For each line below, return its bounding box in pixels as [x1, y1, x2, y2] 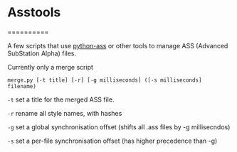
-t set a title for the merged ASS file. [7, 95, 115, 104]
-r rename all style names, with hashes [7, 109, 122, 117]
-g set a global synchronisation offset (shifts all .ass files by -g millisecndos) [7, 122, 231, 131]
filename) [7, 82, 37, 89]
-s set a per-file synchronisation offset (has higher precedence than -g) [7, 136, 218, 145]
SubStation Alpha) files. [7, 49, 77, 58]
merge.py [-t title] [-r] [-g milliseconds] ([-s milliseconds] [7, 76, 202, 84]
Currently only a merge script [7, 63, 94, 71]
